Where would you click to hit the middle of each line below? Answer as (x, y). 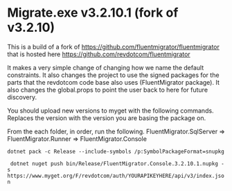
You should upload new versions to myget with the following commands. (110, 110)
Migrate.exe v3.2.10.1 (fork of (93, 13)
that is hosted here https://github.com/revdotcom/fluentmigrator (99, 54)
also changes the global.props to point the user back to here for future (108, 90)
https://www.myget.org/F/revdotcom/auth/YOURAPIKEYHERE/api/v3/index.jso (116, 176)
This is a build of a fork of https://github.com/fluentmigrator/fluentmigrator (114, 47)
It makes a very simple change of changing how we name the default (106, 67)
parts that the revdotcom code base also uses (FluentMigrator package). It (113, 82)
